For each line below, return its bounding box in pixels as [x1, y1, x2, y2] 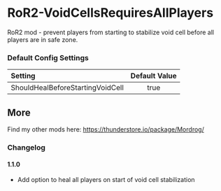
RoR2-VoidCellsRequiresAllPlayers [7, 5, 214, 21]
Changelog [7, 142, 45, 152]
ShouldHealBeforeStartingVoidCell [10, 83, 124, 92]
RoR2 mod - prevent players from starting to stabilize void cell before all [7, 28, 215, 36]
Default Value [130, 71, 177, 81]
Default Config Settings [7, 52, 89, 62]
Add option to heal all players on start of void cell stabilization [17, 176, 195, 184]
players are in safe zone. [7, 35, 78, 43]
